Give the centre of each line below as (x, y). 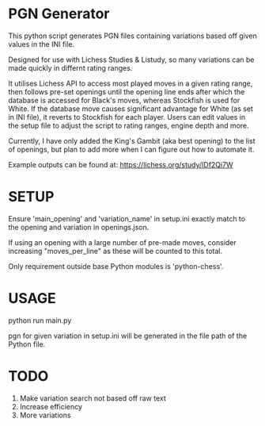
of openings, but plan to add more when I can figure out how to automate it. (131, 149)
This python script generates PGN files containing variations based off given (132, 36)
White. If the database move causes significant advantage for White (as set (131, 109)
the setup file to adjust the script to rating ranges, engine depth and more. (129, 125)
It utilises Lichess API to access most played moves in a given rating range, (131, 83)
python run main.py (40, 320)
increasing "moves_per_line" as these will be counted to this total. (115, 251)
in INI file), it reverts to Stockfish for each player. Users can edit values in (127, 117)
